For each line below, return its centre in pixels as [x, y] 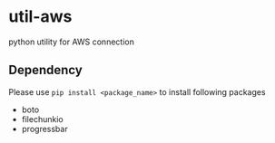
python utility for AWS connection [72, 42]
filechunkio [43, 119]
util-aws [40, 17]
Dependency [45, 70]
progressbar [45, 129]
